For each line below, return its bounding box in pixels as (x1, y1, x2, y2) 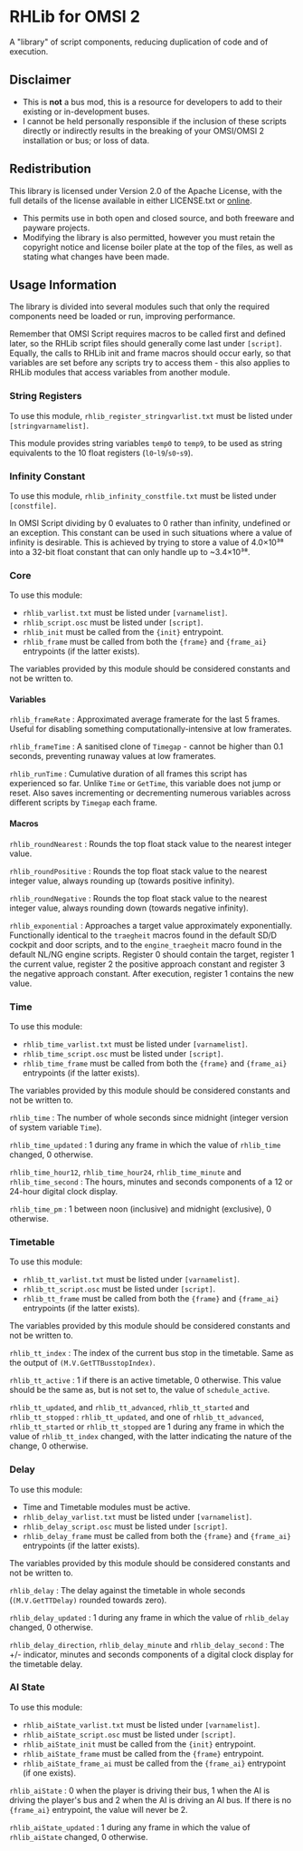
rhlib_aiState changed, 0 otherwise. (9, 1831, 148, 1842)
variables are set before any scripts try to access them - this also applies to (9, 357, 290, 368)
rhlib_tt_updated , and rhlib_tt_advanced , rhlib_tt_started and (9, 1402, 251, 1413)
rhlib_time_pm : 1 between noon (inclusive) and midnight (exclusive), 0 (9, 1203, 271, 1214)
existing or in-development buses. (22, 106, 151, 117)
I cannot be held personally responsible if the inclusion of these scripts (22, 115, 288, 126)
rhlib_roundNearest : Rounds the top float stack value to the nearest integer (9, 838, 292, 849)
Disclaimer (9, 73, 71, 88)
